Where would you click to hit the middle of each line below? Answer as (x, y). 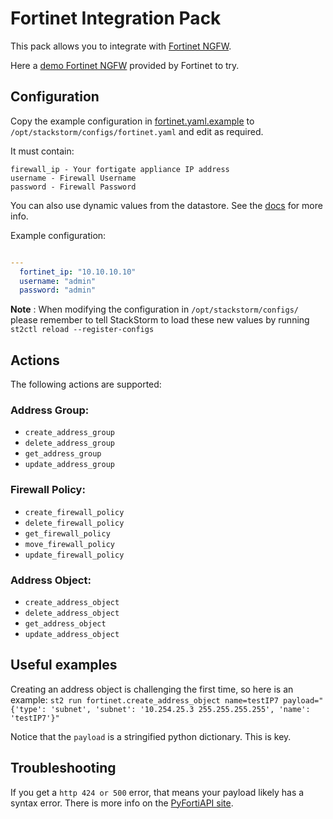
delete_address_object (72, 613)
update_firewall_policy (74, 555)
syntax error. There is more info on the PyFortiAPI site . (122, 803)
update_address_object (72, 634)
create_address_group (69, 433)
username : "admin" (58, 281)
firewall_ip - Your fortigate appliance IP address (120, 169)
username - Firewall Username (73, 178)
